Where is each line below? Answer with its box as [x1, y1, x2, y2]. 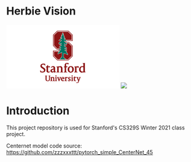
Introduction [6, 104, 70, 117]
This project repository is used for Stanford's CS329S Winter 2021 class [6, 124, 185, 131]
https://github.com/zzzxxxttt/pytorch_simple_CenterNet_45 [6, 148, 154, 155]
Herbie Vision [6, 4, 77, 18]
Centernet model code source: [6, 142, 83, 149]
